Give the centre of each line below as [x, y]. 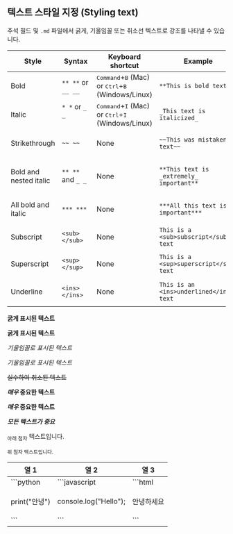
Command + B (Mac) [123, 77]
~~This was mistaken [193, 140]
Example [198, 61]
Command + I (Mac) [123, 106]
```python [25, 482]
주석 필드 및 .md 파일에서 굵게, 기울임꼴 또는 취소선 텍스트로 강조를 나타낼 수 [110, 31]
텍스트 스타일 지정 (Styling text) [73, 12]
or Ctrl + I [112, 115]
